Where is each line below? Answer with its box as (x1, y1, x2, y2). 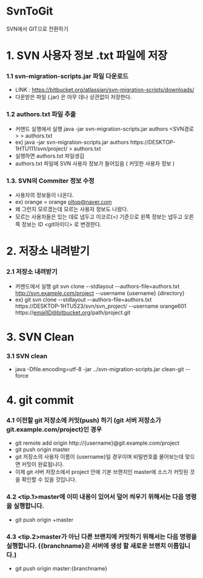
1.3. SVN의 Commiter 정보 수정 (6, 176, 95, 185)
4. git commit (6, 394, 74, 407)
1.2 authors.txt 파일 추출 (6, 110, 76, 119)
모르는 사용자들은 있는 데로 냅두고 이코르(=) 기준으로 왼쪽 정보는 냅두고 (15, 213, 183, 220)
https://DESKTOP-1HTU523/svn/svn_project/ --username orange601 (15, 302, 187, 310)
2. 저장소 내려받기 (6, 245, 90, 258)
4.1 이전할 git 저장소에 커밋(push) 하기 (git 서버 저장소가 (6, 416, 162, 425)
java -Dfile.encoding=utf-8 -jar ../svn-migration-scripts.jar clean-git (15, 365, 184, 372)
